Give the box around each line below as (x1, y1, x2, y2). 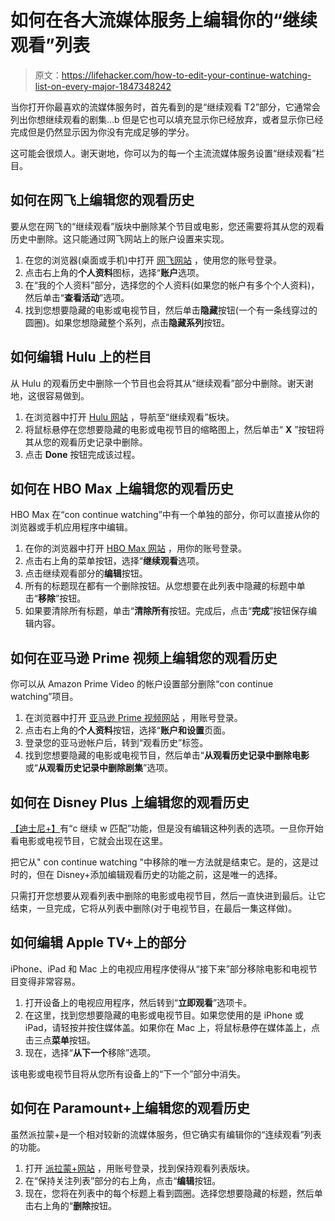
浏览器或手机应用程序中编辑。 (10, 521, 133, 533)
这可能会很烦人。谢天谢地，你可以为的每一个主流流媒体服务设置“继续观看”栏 (10, 147, 325, 159)
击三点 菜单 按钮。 (24, 1034, 96, 1046)
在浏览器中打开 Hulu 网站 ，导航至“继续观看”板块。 (24, 411, 235, 423)
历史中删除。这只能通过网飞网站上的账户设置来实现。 (10, 232, 230, 245)
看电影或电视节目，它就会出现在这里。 (10, 835, 168, 846)
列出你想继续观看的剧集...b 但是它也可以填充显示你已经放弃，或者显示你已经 (10, 113, 324, 125)
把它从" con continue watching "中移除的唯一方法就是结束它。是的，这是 (10, 856, 311, 868)
